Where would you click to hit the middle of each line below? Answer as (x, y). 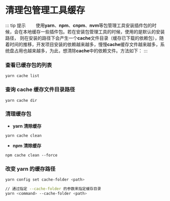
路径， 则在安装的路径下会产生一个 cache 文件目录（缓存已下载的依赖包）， (82, 38)
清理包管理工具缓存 (45, 10)
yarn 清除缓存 (27, 126)
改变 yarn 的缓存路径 (30, 169)
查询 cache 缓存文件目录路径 (40, 90)
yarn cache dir (21, 100)
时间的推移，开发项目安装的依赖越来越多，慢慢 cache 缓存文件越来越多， (85, 44)
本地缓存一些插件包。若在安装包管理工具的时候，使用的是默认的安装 (94, 31)
